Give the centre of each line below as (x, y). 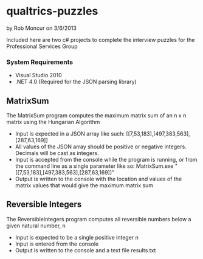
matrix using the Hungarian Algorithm (53, 122)
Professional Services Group (42, 46)
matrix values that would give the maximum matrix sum (84, 185)
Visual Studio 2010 (38, 75)
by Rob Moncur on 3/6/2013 (42, 28)
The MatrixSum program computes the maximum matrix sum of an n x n (96, 116)
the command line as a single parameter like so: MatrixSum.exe (94, 166)
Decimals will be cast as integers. (57, 153)
